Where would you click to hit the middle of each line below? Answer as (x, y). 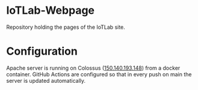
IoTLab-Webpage (51, 10)
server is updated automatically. (46, 80)
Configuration (42, 51)
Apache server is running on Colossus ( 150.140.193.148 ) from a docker (93, 68)
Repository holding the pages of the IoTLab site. (66, 27)
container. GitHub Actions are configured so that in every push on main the (99, 74)
